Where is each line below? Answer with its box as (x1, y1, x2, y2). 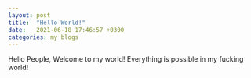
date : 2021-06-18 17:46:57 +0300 (8, 26, 125, 34)
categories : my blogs (8, 33, 79, 41)
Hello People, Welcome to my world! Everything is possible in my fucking (8, 55, 244, 64)
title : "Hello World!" (8, 19, 86, 27)
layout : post (8, 11, 51, 19)
